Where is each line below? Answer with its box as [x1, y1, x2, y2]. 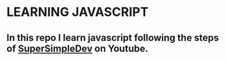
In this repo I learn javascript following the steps [6, 32, 220, 44]
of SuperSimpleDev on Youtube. [6, 42, 149, 54]
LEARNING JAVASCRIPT [6, 4, 149, 20]
